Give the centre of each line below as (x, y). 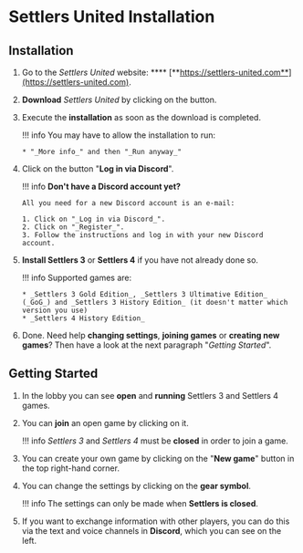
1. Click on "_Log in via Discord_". (94, 219)
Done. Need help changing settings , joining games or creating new (151, 335)
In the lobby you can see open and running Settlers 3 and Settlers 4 (150, 395)
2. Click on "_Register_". (73, 227)
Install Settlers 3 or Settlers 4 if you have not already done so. (140, 260)
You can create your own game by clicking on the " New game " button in (158, 458)
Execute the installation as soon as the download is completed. (141, 117)
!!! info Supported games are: (77, 277)
